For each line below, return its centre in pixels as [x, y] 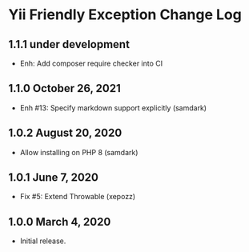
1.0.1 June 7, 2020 [53, 178]
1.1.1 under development [69, 44]
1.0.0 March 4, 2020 [60, 222]
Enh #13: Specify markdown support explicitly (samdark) [113, 108]
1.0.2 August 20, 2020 [65, 133]
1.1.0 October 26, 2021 [65, 88]
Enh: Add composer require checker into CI [91, 63]
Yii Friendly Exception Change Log [125, 15]
